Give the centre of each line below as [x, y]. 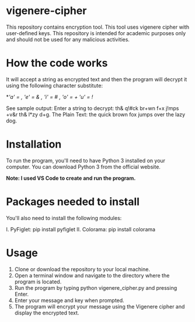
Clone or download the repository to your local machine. [82, 269]
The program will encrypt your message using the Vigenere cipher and [100, 306]
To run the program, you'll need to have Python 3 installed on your [86, 160]
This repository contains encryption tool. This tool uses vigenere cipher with [98, 27]
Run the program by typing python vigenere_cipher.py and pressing [95, 287]
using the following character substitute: [55, 85]
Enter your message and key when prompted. [69, 300]
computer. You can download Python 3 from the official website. [83, 167]
